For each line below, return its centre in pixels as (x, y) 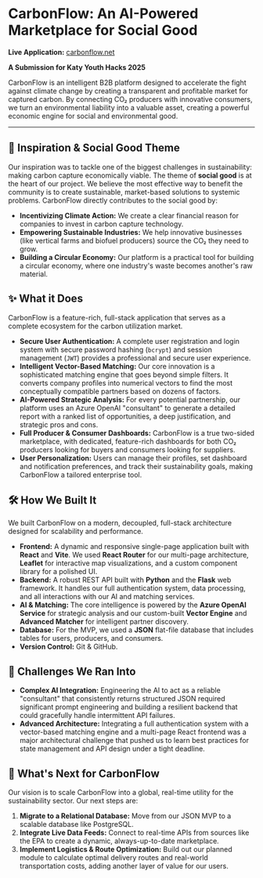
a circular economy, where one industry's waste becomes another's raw (136, 265)
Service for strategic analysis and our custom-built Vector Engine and (133, 613)
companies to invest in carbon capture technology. (101, 224)
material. (34, 274)
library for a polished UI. (58, 572)
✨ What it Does (46, 299)
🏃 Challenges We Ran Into (72, 671)
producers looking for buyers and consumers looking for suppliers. (127, 449)
